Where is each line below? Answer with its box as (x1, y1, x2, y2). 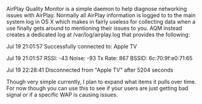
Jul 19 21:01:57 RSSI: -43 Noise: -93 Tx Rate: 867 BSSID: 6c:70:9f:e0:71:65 (6, 55, 193, 61)
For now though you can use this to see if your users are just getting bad (6, 85, 189, 92)
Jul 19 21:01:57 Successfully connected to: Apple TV (6, 43, 138, 50)
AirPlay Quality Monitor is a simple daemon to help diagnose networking (6, 5, 187, 12)
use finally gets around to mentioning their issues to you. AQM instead (6, 24, 183, 32)
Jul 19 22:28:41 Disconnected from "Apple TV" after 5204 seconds (6, 66, 173, 74)
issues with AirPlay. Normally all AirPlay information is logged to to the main (6, 12, 196, 19)
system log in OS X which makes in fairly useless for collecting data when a (6, 18, 196, 25)
